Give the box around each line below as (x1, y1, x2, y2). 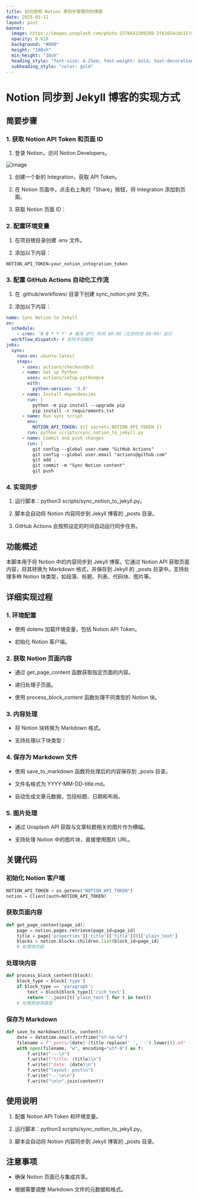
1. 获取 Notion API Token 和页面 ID (6, 135, 103, 143)
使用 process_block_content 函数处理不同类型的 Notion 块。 (14, 694, 160, 701)
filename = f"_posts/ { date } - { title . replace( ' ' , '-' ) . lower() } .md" (16, 1039, 186, 1046)
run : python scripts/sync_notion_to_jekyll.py (27, 430, 144, 436)
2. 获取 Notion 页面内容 (6, 654, 72, 662)
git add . (32, 457, 57, 463)
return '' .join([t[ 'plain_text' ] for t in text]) (27, 994, 151, 1001)
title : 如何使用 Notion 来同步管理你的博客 (6, 8, 103, 15)
